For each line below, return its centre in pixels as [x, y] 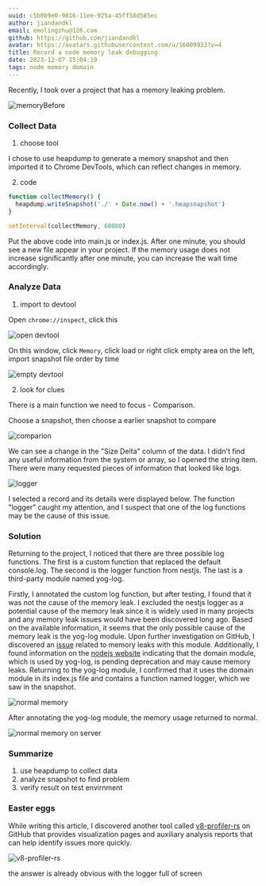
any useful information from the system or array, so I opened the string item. [133, 459]
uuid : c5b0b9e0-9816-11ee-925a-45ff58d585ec [83, 15]
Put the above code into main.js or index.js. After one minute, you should [127, 241]
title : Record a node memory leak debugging [83, 52]
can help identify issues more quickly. [70, 842]
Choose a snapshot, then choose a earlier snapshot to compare [112, 420]
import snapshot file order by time [64, 359]
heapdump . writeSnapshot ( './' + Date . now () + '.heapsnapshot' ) [120, 204]
